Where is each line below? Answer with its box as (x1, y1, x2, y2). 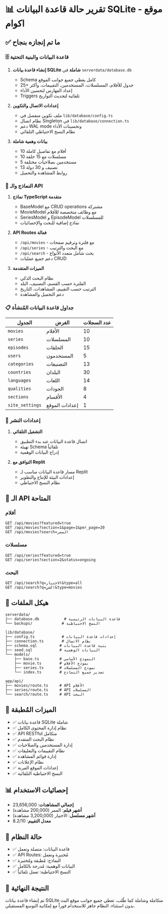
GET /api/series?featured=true (5, 552, 71, 558)
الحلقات (46, 344, 64, 351)
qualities (8, 386, 31, 392)
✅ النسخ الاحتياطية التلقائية (12, 770, 63, 776)
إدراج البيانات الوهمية (20, 449, 60, 455)
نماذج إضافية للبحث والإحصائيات (20, 220, 80, 226)
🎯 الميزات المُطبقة (5, 705, 57, 714)
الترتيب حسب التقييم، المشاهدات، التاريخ (20, 286, 96, 292)
